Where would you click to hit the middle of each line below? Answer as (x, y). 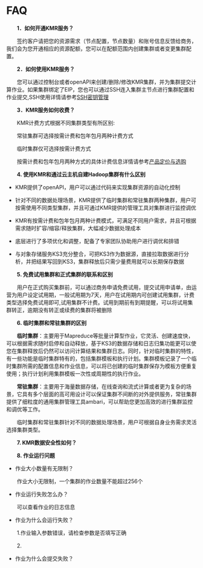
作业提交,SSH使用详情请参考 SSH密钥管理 (57, 97)
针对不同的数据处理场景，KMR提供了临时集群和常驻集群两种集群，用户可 (105, 200)
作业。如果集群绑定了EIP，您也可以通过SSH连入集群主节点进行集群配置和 (103, 89)
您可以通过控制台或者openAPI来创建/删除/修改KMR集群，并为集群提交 (104, 82)
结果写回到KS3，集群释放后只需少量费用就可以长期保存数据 (110, 261)
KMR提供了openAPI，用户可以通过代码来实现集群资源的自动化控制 (98, 187)
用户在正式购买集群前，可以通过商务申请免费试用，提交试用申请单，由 (104, 287)
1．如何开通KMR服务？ (46, 28)
